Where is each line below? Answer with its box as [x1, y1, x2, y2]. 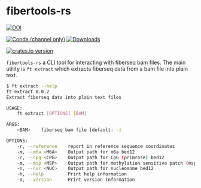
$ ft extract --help [6, 83, 58, 89]
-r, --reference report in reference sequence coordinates [17, 143, 175, 149]
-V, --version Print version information [17, 177, 135, 183]
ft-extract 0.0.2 [6, 89, 50, 95]
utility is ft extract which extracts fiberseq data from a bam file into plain [6, 65, 188, 72]
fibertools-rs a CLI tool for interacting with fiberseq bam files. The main [6, 59, 186, 66]
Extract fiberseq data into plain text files [6, 94, 121, 100]
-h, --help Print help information [17, 171, 127, 177]
